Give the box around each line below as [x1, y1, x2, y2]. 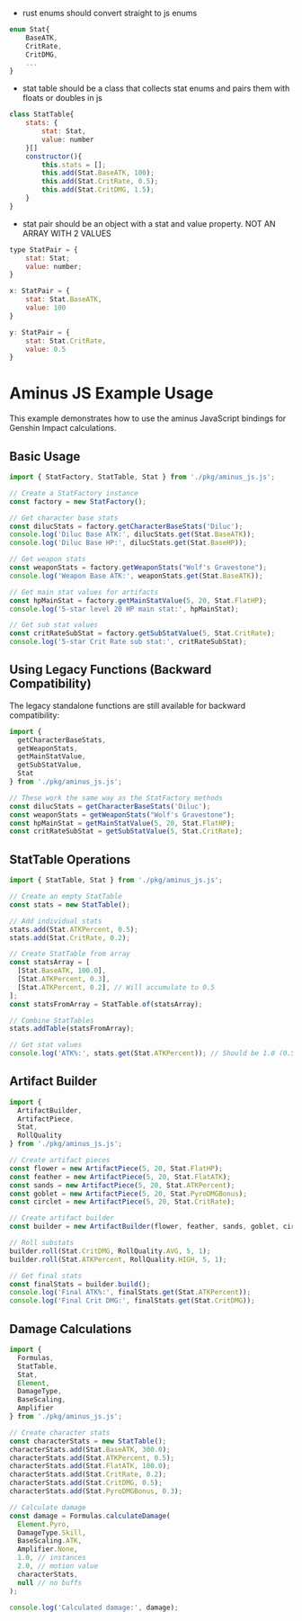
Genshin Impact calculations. [9, 423, 117, 434]
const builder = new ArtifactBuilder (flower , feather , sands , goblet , [9, 1222, 280, 1231]
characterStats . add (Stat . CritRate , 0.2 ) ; [9, 1470, 167, 1479]
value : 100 [25, 303, 67, 312]
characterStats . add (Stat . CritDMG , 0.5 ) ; [9, 1479, 164, 1488]
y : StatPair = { [9, 327, 70, 336]
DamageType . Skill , [17, 1528, 87, 1537]
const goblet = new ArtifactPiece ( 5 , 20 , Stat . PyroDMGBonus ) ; [9, 1189, 247, 1198]
